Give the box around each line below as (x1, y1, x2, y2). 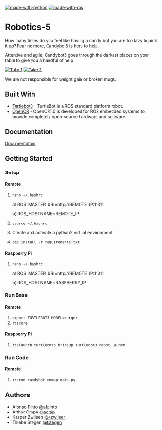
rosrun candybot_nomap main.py (12, 378, 76, 382)
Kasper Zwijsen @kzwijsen (12, 414, 66, 420)
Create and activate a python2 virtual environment (12, 230, 113, 236)
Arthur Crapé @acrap (12, 409, 55, 415)
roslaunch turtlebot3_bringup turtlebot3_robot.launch (12, 343, 126, 347)
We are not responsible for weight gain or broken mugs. (5, 76, 116, 82)
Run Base (5, 292, 28, 299)
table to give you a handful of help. (5, 57, 75, 63)
